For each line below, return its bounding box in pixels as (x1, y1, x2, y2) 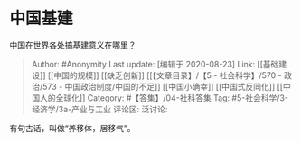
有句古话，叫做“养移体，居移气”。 (9, 122, 136, 133)
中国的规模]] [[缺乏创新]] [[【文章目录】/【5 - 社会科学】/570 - (53, 69, 282, 81)
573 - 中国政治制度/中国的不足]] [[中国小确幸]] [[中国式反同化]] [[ (42, 81, 283, 92)
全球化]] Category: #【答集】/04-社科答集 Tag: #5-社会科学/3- (55, 92, 289, 103)
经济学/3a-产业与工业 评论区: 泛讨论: (31, 103, 168, 114)
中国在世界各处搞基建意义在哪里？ (9, 40, 136, 50)
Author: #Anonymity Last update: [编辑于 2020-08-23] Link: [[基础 (31, 58, 279, 69)
